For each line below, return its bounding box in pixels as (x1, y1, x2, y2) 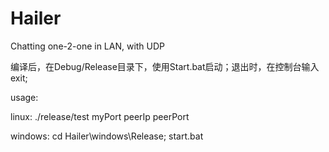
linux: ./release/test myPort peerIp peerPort (10, 110, 190, 122)
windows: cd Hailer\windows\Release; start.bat (10, 130, 204, 142)
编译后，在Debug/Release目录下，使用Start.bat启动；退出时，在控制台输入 (10, 60, 320, 72)
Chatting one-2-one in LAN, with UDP (10, 40, 166, 52)
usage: (10, 91, 39, 103)
